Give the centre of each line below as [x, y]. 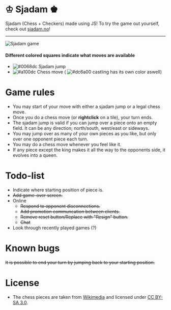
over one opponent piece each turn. [50, 139]
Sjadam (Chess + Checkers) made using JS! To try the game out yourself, [82, 23]
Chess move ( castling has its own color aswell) [99, 72]
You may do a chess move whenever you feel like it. [67, 145]
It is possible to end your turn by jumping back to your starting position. [80, 262]
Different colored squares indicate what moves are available [70, 55]
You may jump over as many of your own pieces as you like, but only [84, 134]
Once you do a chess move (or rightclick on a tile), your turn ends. [83, 118]
